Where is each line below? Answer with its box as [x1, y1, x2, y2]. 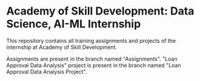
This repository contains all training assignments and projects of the [6, 37, 176, 44]
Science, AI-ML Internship [6, 17, 141, 31]
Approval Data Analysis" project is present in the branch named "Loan [6, 62, 181, 69]
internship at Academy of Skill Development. [6, 44, 117, 51]
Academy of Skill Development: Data [6, 4, 195, 18]
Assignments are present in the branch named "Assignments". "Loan [6, 55, 178, 62]
